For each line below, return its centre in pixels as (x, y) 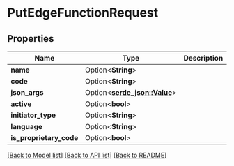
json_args (27, 92)
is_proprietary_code (45, 138)
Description (203, 58)
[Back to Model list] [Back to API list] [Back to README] (87, 155)
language (27, 127)
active (21, 104)
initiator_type (33, 115)
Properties (31, 39)
